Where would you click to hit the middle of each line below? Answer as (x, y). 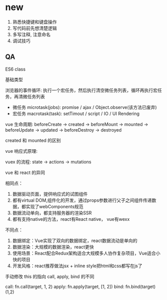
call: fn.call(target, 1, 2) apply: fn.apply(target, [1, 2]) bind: (65, 286)
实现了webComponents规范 (55, 206)
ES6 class (16, 69)
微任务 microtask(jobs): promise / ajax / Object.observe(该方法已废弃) (85, 107)
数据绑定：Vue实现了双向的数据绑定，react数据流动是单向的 (75, 241)
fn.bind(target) (141, 286)
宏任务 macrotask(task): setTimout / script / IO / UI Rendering (76, 113)
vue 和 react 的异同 (25, 172)
